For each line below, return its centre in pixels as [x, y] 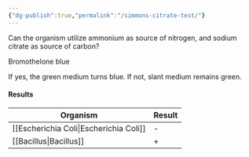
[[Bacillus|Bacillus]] [48, 141]
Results [21, 94]
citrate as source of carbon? [54, 46]
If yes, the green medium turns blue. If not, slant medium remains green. [125, 76]
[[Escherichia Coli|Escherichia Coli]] [79, 128]
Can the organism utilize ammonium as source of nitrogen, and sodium [123, 38]
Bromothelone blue [39, 61]
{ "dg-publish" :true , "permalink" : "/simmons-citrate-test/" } [107, 15]
